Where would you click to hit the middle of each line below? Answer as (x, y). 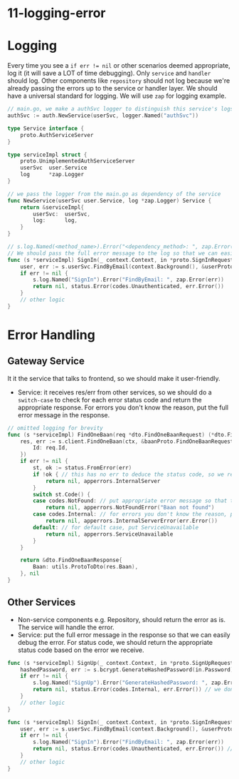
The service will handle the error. (66, 627)
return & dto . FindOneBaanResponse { (71, 560)
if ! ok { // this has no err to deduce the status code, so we (128, 474)
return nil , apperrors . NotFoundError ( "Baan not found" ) (130, 508)
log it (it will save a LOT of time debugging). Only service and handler (109, 73)
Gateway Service (46, 361)
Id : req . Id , (51, 448)
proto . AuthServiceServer (57, 135)
